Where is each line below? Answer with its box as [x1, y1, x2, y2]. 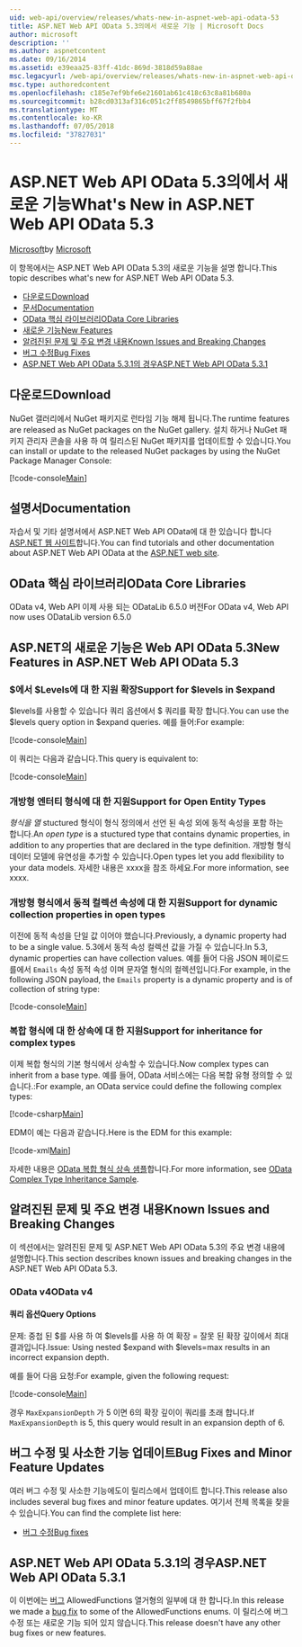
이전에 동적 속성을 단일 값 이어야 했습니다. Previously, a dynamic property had [9, 930, 288, 941]
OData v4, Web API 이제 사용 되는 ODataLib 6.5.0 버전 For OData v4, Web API [9, 602, 289, 613]
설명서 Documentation [9, 501, 131, 516]
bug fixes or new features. [9, 1627, 107, 1638]
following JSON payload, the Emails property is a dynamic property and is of [9, 973, 293, 985]
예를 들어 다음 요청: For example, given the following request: [9, 1370, 229, 1381]
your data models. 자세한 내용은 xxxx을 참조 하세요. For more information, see [9, 863, 289, 873]
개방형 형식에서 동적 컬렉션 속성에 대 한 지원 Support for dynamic [9, 897, 279, 909]
